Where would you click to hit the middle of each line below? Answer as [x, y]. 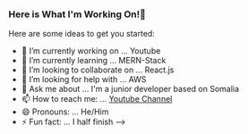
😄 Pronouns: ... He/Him [65, 112]
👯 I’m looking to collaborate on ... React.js [98, 70]
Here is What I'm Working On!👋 [77, 14]
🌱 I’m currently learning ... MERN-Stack [94, 61]
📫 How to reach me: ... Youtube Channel [97, 99]
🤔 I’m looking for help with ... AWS [84, 80]
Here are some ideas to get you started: [82, 34]
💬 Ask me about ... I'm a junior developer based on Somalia [130, 89]
